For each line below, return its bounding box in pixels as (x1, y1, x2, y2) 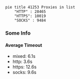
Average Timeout (5, 42, 42, 48)
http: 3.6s (12, 58, 33, 65)
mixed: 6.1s (12, 53, 36, 59)
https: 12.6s (12, 64, 37, 70)
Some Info (5, 29, 31, 36)
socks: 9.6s (12, 69, 37, 75)
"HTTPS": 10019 (14, 14, 46, 19)
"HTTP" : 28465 (14, 9, 46, 14)
